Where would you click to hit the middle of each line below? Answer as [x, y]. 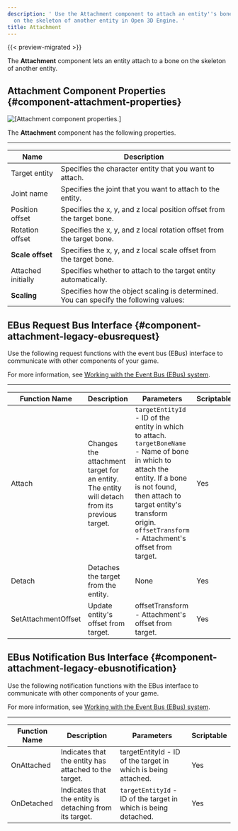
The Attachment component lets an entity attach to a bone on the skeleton [117, 61]
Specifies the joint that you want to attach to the [140, 189]
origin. [146, 522]
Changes [103, 444]
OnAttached [31, 765]
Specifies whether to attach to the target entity [138, 271]
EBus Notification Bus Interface [78, 658]
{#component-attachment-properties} [95, 102]
